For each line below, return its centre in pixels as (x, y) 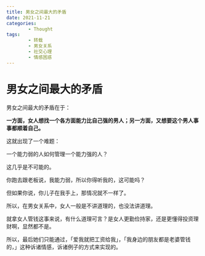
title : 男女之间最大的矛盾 (37, 12)
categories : (21, 23)
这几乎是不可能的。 (31, 167)
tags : (13, 35)
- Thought (41, 29)
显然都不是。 (38, 226)
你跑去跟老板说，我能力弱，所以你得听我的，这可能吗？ (76, 180)
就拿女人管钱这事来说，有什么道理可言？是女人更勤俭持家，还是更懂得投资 (100, 219)
